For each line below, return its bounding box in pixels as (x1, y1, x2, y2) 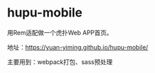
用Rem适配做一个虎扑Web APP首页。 (7, 28, 113, 36)
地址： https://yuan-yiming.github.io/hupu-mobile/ (7, 43, 149, 51)
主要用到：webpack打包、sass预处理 (7, 57, 113, 66)
